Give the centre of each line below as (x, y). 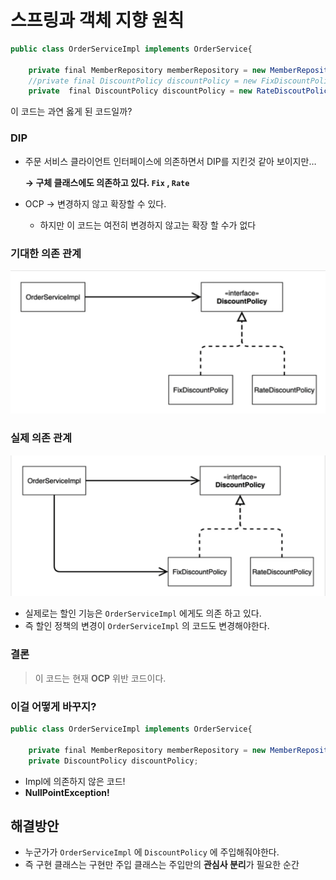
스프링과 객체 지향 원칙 (97, 20)
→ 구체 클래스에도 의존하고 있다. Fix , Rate (107, 182)
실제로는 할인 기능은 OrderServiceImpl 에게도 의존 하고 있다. (143, 613)
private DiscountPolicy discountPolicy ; (113, 761)
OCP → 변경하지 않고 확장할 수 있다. (95, 203)
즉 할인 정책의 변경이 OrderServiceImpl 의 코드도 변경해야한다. (147, 626)
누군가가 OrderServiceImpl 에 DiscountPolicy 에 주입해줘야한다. (152, 852)
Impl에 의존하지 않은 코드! (75, 781)
